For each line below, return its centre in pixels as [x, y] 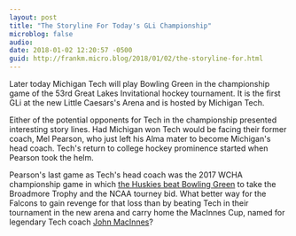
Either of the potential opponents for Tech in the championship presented [143, 120]
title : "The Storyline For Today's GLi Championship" [111, 26]
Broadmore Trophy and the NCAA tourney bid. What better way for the [138, 193]
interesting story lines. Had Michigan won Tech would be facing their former [148, 129]
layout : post [33, 17]
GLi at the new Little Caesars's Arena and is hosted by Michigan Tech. [137, 102]
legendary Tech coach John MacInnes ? [81, 222]
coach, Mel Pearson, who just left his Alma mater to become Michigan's [140, 139]
